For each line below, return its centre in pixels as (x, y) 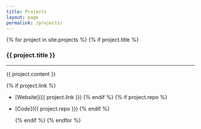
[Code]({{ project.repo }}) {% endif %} (62, 109)
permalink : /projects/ (34, 23)
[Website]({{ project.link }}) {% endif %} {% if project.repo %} (91, 97)
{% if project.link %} (31, 85)
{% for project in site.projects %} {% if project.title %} (73, 40)
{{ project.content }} (31, 74)
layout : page (22, 17)
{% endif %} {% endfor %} (48, 120)
